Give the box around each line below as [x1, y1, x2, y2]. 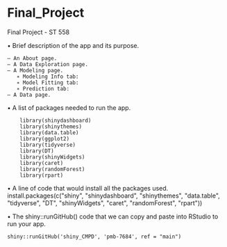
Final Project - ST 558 [7, 28, 70, 36]
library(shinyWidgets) [19, 153, 85, 161]
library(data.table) [19, 129, 79, 136]
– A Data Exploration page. [7, 61, 89, 67]
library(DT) [19, 148, 54, 154]
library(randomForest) [19, 166, 85, 173]
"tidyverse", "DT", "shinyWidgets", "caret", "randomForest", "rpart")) [7, 198, 203, 207]
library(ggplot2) [19, 135, 70, 142]
